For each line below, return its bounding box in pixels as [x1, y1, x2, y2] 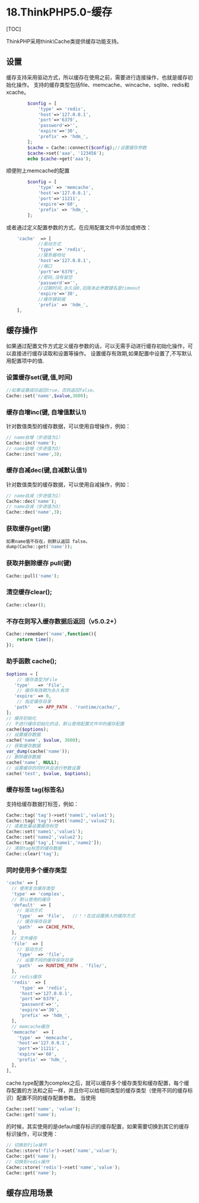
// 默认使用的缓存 [11, 896, 51, 902]
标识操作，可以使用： [6, 1130, 58, 1138]
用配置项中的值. [6, 357, 44, 364]
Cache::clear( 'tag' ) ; [6, 851, 60, 856]
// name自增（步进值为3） [6, 445, 63, 452]
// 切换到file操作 [6, 1142, 47, 1148]
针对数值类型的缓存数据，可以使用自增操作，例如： [6, 423, 131, 430]
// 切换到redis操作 [6, 1159, 50, 1165]
